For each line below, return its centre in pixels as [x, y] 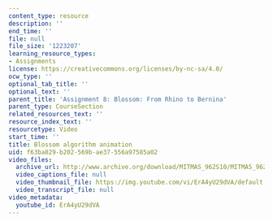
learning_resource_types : [52, 54]
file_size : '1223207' [45, 46]
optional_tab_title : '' [49, 84]
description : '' [36, 24]
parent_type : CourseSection [56, 107]
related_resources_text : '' [56, 115]
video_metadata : [36, 197]
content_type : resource [49, 16]
